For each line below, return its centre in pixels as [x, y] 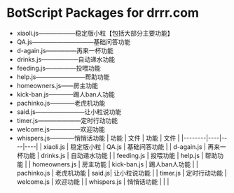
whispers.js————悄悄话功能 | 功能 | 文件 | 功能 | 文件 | [98, 138]
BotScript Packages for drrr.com [103, 13]
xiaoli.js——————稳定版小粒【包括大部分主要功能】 [95, 33]
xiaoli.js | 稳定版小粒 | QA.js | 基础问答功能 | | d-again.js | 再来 [132, 146]
